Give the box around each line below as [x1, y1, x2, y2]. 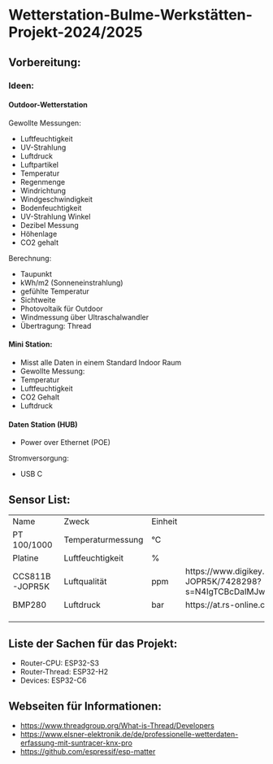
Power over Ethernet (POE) [19, 438, 111, 447]
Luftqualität [63, 575, 107, 587]
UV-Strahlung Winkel [19, 212, 91, 221]
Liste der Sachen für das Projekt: [8, 636, 178, 650]
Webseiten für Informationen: [8, 699, 162, 713]
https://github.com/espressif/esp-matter [19, 747, 156, 757]
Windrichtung [19, 186, 67, 195]
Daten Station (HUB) [8, 419, 79, 429]
